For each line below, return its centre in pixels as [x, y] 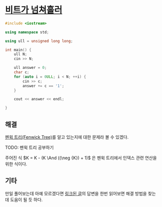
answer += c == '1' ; [43, 86]
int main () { [18, 50]
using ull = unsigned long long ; [39, 41]
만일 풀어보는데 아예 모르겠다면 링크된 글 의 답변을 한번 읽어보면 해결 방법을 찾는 [81, 193]
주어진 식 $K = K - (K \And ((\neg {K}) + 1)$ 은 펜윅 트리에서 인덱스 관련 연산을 [81, 158]
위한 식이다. [16, 164]
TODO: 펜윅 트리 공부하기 [30, 147]
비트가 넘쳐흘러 [34, 10]
